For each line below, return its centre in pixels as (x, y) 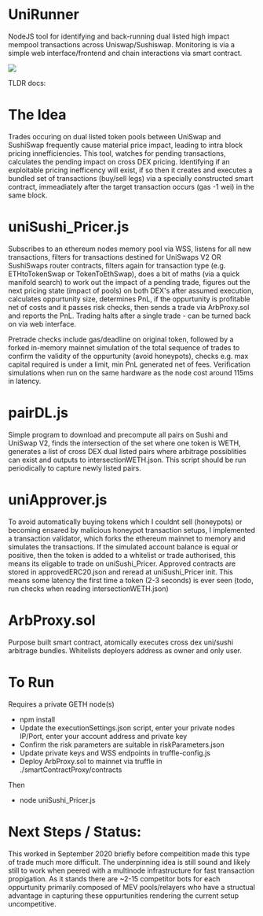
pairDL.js (38, 413)
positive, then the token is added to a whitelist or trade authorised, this (122, 555)
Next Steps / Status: (75, 831)
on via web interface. (42, 323)
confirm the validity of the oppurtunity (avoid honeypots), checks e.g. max (128, 356)
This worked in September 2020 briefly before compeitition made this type (129, 853)
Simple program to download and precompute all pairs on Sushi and (118, 434)
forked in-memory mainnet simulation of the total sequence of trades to (124, 347)
